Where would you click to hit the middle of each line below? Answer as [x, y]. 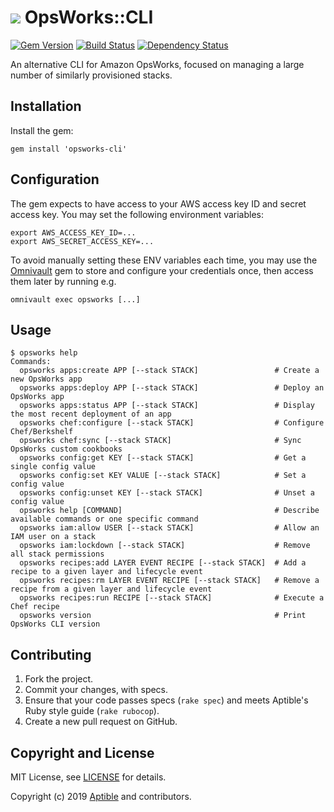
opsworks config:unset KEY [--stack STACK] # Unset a [167, 493]
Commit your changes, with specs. [96, 690]
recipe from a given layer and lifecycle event [111, 589]
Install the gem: [42, 130]
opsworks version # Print [163, 616]
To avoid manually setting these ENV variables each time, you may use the [164, 260]
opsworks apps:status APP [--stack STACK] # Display [167, 406]
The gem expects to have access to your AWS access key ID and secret [158, 203]
